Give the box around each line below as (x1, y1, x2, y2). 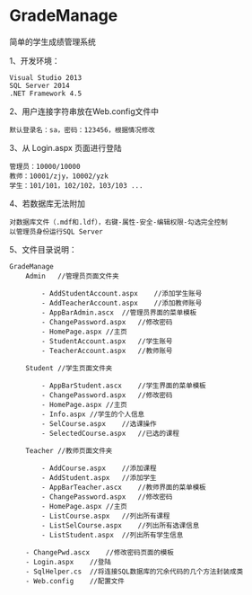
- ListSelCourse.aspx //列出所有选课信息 (41, 520, 200, 530)
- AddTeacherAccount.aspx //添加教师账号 (41, 298, 203, 307)
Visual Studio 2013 (9, 73, 83, 82)
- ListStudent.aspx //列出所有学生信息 (41, 530, 184, 539)
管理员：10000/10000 (9, 162, 81, 171)
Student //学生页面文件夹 (25, 363, 113, 373)
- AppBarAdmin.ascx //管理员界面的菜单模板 (41, 307, 197, 317)
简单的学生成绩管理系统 (9, 36, 96, 47)
